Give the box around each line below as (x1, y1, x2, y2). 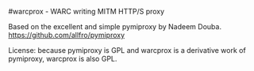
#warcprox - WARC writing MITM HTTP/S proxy (8, 7, 165, 16)
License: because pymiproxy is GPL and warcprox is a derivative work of (8, 46, 246, 54)
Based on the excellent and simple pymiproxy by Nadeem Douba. (8, 22, 222, 31)
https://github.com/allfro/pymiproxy (8, 31, 125, 39)
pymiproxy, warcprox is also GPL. (8, 54, 117, 63)
